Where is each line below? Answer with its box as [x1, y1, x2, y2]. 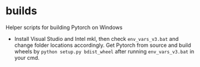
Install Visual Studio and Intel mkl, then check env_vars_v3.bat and [14, 35, 179, 42]
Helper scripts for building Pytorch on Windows [5, 24, 123, 31]
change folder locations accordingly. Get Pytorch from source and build [14, 42, 192, 49]
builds [5, 4, 37, 18]
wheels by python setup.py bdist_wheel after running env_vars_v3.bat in [14, 47, 195, 55]
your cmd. [14, 54, 40, 61]
